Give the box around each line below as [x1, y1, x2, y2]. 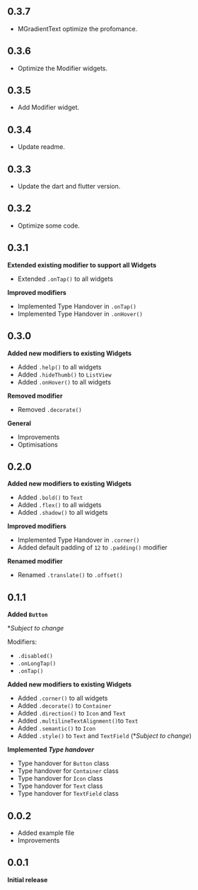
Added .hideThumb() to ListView [17, 370, 112, 379]
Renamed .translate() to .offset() [17, 571, 123, 579]
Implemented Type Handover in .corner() [17, 535, 140, 545]
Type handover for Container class [17, 767, 119, 775]
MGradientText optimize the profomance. [17, 24, 138, 33]
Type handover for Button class [17, 759, 110, 768]
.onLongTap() [17, 660, 57, 667]
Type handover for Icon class [17, 774, 103, 783]
